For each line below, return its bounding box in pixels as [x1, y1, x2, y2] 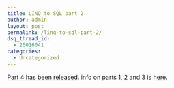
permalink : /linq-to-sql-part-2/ [7, 29, 102, 36]
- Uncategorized [13, 55, 59, 61]
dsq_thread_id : [7, 35, 50, 42]
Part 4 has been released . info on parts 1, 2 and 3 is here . [7, 73, 169, 81]
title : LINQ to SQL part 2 [7, 10, 84, 17]
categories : [7, 48, 41, 55]
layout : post [7, 23, 44, 29]
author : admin [7, 16, 48, 23]
